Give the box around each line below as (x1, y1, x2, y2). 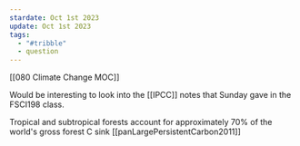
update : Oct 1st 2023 (9, 22, 92, 31)
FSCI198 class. (9, 99, 65, 110)
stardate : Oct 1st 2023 (9, 13, 100, 23)
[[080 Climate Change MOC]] (9, 72, 120, 83)
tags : (9, 30, 30, 39)
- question (17, 47, 59, 56)
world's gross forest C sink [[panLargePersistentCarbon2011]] (9, 126, 241, 137)
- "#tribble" (17, 38, 67, 48)
